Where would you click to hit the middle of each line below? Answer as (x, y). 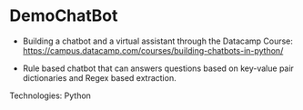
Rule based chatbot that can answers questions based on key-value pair (158, 68)
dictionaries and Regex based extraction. (99, 77)
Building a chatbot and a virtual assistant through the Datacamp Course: (158, 41)
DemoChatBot (64, 16)
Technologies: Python (50, 95)
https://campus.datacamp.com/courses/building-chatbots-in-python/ (153, 50)
